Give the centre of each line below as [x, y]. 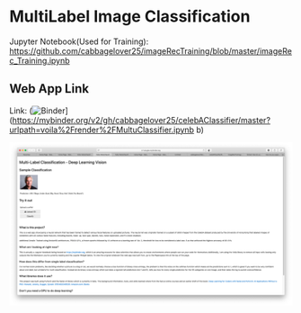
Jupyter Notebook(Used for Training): [79, 41]
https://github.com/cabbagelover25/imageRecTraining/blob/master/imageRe [150, 50]
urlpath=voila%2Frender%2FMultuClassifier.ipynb [102, 130]
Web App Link [49, 89]
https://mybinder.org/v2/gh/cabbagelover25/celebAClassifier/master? [142, 120]
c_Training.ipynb [40, 60]
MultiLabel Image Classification [130, 17]
